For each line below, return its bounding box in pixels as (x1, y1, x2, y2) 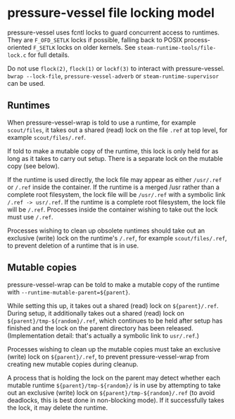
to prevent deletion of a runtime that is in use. (7, 241, 139, 250)
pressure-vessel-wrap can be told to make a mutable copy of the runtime (7, 280, 220, 289)
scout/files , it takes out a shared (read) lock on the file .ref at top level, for (7, 125, 228, 134)
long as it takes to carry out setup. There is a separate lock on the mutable (7, 154, 223, 162)
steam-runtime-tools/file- (136, 44, 217, 51)
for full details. (27, 51, 70, 59)
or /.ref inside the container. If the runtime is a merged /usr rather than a (7, 183, 220, 191)
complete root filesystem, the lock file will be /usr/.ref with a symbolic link (7, 190, 226, 198)
